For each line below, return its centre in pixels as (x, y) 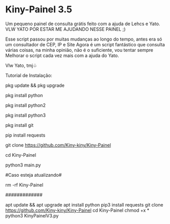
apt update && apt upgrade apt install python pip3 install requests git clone (84, 204)
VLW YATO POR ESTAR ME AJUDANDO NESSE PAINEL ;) (65, 29)
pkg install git (20, 125)
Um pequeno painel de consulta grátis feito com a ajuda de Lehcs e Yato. (83, 24)
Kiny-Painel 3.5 (39, 10)
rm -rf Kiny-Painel (24, 185)
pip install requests (25, 135)
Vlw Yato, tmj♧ (21, 65)
